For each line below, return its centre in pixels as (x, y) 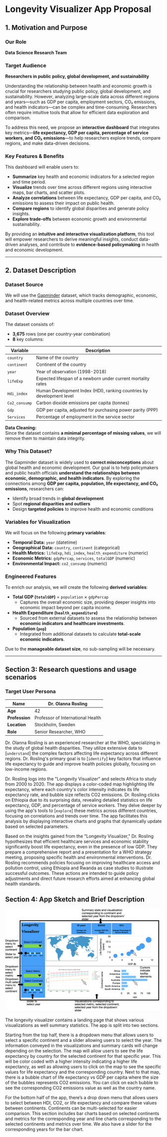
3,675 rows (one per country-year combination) (61, 334)
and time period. (29, 182)
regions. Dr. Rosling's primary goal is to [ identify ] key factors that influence (83, 759)
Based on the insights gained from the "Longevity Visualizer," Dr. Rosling (80, 836)
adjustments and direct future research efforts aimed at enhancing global (80, 879)
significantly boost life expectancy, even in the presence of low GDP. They (81, 847)
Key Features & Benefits (35, 157)
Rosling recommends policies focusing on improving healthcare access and (83, 863)
